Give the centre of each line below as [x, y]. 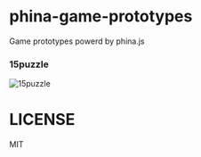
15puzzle [29, 64]
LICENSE [42, 120]
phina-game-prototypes [101, 17]
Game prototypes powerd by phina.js [77, 41]
